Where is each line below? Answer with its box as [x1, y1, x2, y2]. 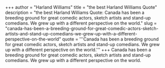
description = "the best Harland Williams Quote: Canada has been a [5, 9, 144, 15]
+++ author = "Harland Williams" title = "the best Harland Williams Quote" [5, 4, 157, 10]
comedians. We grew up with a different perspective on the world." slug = [5, 20, 157, 26]
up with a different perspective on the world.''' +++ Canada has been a [5, 47, 151, 52]
